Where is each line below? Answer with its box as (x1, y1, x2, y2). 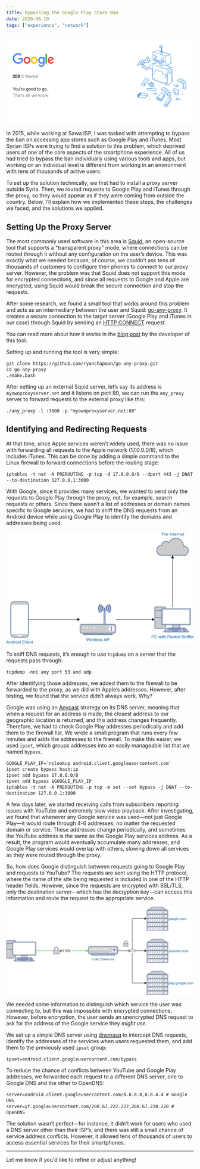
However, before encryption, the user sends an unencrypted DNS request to (6, 1013, 193, 1021)
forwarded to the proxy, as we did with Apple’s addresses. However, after (6, 686, 186, 693)
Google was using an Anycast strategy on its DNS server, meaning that (6, 703, 180, 711)
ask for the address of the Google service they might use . (6, 1019, 148, 1027)
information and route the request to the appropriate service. (6, 894, 155, 901)
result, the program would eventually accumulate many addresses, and (6, 838, 180, 846)
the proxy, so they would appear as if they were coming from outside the (6, 192, 185, 199)
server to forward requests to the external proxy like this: (6, 395, 146, 402)
